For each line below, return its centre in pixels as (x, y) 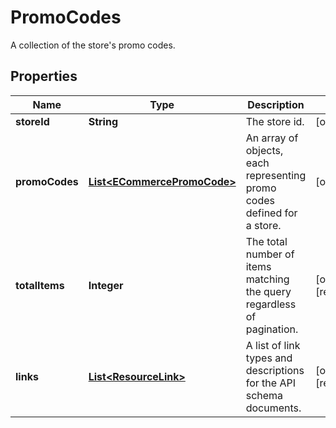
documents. (273, 408)
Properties (44, 76)
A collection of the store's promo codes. (93, 45)
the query (268, 291)
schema (264, 395)
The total (266, 241)
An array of (272, 138)
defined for (271, 213)
